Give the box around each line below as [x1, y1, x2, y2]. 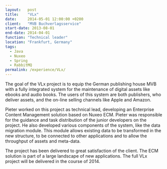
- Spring [9, 58, 28, 63]
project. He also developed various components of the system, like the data [5, 122, 161, 128]
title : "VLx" [5, 12, 39, 17]
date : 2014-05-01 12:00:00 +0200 [5, 16, 84, 21]
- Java [9, 49, 23, 54]
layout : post [5, 7, 37, 12]
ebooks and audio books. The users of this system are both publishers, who [5, 91, 161, 97]
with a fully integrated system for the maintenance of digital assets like [5, 86, 151, 92]
